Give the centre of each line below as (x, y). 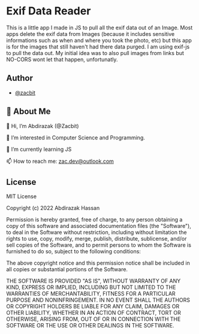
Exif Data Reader (49, 11)
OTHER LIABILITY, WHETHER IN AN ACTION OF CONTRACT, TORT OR (94, 313)
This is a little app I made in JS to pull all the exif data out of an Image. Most (99, 28)
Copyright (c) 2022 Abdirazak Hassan (53, 208)
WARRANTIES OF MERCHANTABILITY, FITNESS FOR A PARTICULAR (91, 294)
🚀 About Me (28, 112)
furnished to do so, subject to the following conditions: (73, 251)
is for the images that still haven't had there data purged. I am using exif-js (98, 47)
